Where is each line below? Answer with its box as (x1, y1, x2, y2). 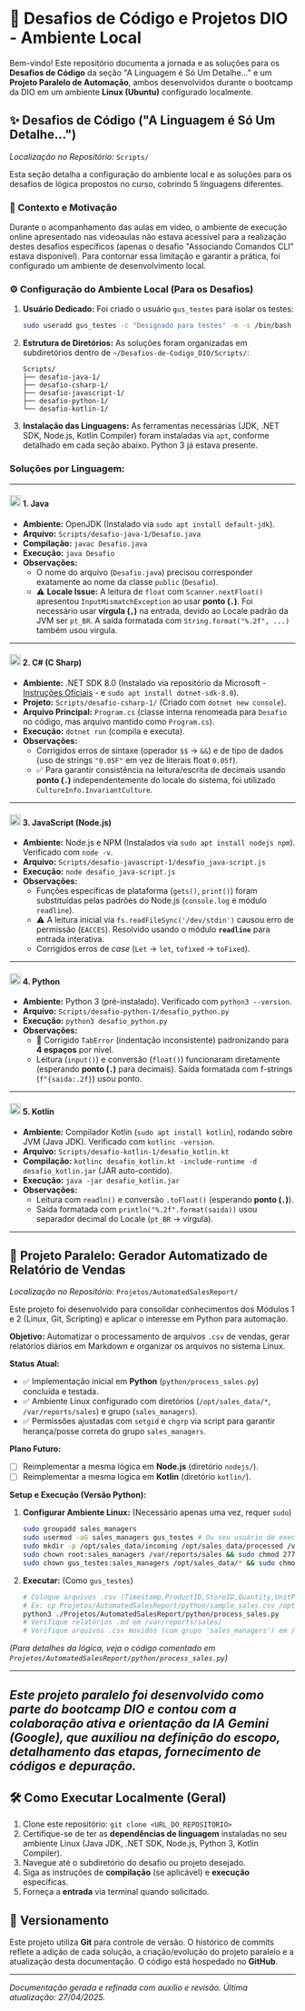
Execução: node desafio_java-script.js (22, 867, 176, 877)
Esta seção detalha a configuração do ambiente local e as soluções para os (9, 168, 292, 180)
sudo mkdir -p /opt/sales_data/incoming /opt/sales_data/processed (22, 1541, 283, 1551)
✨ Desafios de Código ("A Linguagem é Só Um (9, 113, 276, 128)
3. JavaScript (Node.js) (22, 817, 112, 827)
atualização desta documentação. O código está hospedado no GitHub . (9, 1957, 279, 1967)
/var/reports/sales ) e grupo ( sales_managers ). (22, 1406, 198, 1417)
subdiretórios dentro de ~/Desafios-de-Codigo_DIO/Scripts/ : (22, 347, 250, 358)
